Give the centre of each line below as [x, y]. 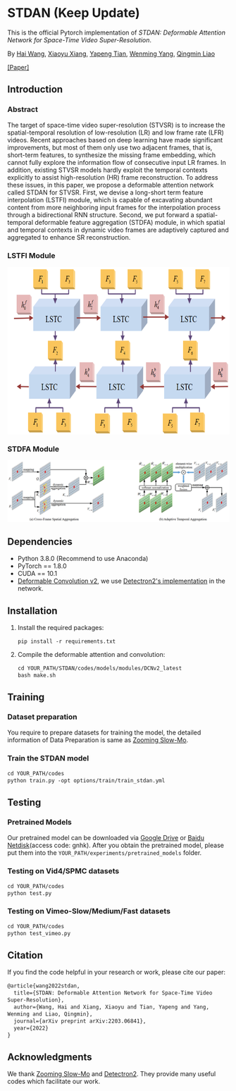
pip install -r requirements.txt [67, 642]
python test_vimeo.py [39, 934]
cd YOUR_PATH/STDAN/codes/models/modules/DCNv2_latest [100, 668]
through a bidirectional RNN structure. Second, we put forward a [101, 215]
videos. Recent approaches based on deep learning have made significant [115, 140]
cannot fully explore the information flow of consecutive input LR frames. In [117, 162]
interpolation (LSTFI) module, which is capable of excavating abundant [110, 199]
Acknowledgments [50, 1057]
